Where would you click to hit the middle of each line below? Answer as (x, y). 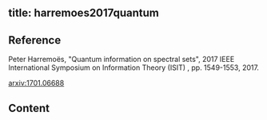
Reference (35, 40)
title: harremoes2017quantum (84, 13)
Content (29, 108)
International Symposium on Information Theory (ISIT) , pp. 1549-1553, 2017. (134, 68)
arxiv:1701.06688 (36, 83)
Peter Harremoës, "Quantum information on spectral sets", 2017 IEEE (122, 60)
